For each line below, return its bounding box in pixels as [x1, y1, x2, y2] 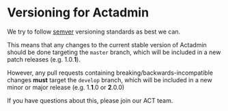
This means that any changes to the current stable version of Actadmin [7, 40, 207, 49]
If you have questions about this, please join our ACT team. [7, 96, 173, 104]
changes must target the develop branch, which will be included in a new [7, 75, 213, 84]
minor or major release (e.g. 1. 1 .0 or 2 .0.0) [7, 83, 125, 91]
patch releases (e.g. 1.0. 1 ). [7, 55, 81, 63]
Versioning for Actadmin [7, 5, 149, 21]
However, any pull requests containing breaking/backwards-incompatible [7, 69, 214, 77]
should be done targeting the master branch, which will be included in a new [7, 48, 221, 56]
